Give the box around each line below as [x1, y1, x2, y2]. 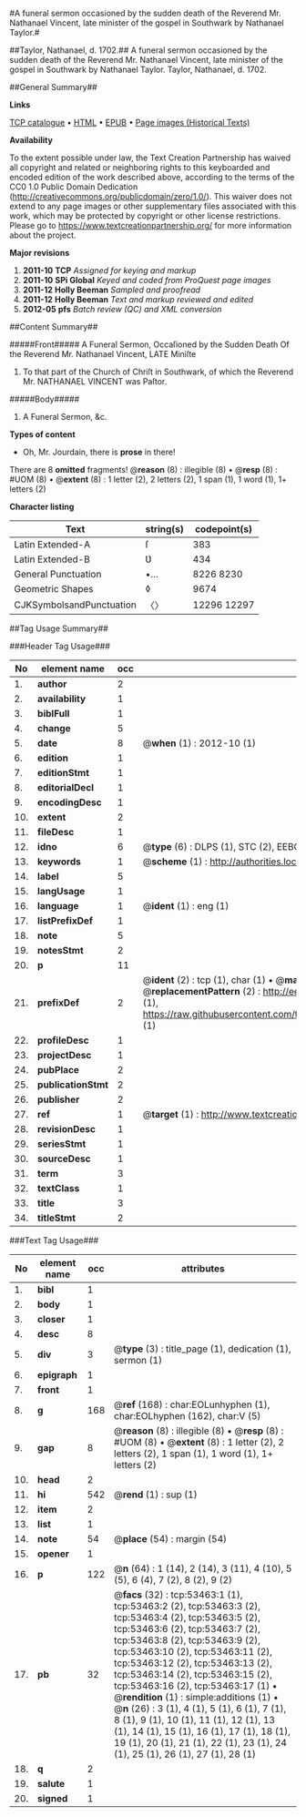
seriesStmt [37, 1138, 87, 1150]
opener [37, 1547, 70, 1560]
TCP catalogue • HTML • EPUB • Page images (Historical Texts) [9, 117, 250, 128]
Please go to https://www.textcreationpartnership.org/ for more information [9, 220, 292, 230]
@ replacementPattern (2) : [142, 985, 261, 997]
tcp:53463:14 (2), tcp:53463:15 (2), [113, 1669, 273, 1680]
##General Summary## [9, 82, 97, 92]
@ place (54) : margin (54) [113, 1533, 228, 1545]
